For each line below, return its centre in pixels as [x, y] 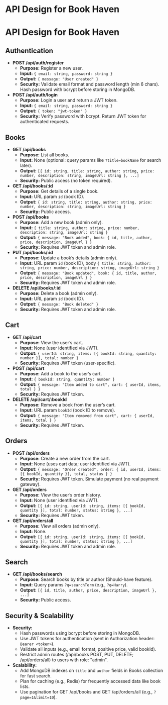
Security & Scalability [40, 616]
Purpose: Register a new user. [51, 68]
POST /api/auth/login [35, 95]
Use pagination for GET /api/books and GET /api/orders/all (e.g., [86, 692]
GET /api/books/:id [33, 186]
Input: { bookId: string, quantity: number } [67, 379]
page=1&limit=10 [37, 698]
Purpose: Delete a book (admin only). [59, 293]
